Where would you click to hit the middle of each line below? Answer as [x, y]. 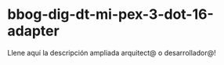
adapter [33, 31]
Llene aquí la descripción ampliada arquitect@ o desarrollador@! [112, 52]
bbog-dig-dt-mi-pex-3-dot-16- [111, 14]
